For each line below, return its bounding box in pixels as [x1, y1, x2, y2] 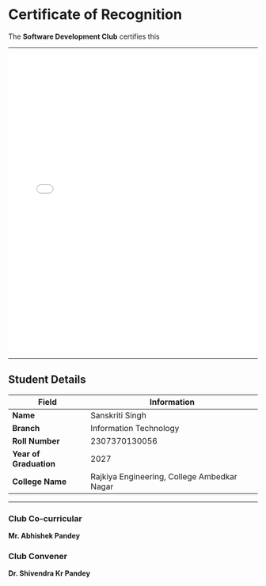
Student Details [8, 373, 86, 387]
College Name [12, 476, 67, 487]
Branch [12, 422, 40, 433]
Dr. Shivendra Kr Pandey [8, 569, 91, 578]
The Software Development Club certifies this [8, 32, 160, 41]
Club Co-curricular [8, 512, 82, 524]
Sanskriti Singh [90, 410, 146, 421]
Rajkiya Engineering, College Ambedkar [90, 471, 237, 482]
